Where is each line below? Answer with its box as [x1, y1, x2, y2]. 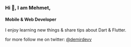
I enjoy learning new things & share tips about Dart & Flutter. [5, 27, 127, 33]
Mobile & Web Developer [5, 16, 56, 22]
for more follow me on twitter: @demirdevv [5, 36, 92, 43]
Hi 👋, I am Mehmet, [5, 4, 51, 11]
